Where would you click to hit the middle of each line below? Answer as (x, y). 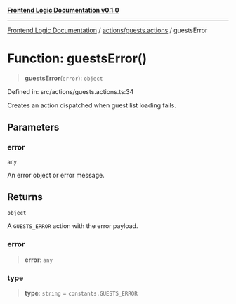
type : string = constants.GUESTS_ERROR (81, 293)
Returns (25, 197)
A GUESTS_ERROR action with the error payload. (73, 226)
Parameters (33, 127)
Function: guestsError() (77, 59)
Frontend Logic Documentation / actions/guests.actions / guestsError (107, 30)
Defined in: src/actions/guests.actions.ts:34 (71, 91)
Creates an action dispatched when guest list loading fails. (92, 105)
